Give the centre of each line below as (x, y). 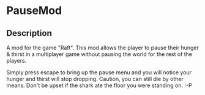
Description (29, 33)
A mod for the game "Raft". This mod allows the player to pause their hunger (102, 47)
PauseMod (34, 11)
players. (17, 61)
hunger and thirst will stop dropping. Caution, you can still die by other (95, 79)
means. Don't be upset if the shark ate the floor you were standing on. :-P (99, 85)
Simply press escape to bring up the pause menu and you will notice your (99, 72)
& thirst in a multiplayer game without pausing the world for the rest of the (99, 54)
